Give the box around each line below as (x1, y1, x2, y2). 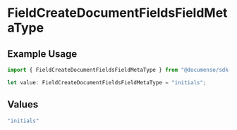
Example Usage (7, 48, 78, 60)
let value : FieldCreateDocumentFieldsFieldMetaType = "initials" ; (7, 79, 207, 86)
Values (7, 98, 39, 110)
